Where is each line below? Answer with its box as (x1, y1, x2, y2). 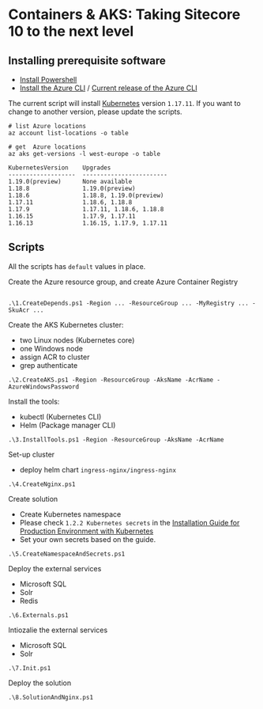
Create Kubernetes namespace (19, 509, 122, 519)
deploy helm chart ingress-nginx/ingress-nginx (19, 464, 176, 474)
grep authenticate (19, 360, 78, 370)
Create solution (8, 494, 58, 503)
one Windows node (19, 343, 83, 353)
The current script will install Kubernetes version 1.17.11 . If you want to (8, 99, 241, 108)
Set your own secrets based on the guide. (19, 534, 156, 544)
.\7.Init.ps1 (8, 664, 51, 672)
